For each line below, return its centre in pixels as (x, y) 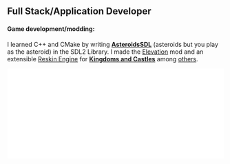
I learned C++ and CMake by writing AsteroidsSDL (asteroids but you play (113, 44)
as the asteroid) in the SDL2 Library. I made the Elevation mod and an (105, 52)
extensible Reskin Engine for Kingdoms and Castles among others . (103, 59)
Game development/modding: (51, 29)
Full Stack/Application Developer (79, 11)
